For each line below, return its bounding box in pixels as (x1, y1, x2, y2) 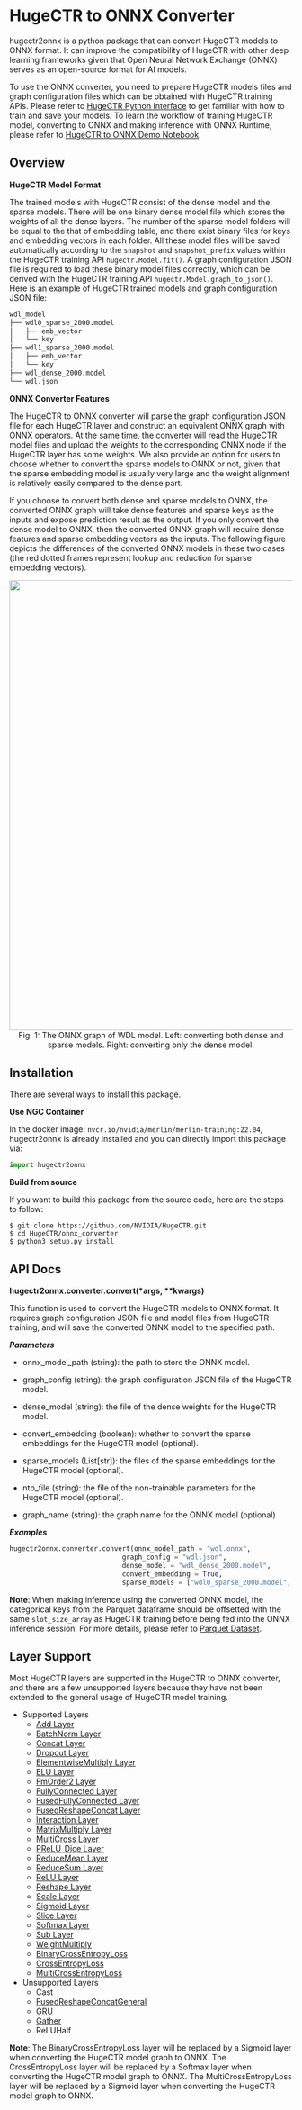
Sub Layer (35, 1929, 74, 1941)
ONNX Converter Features (9, 393, 110, 403)
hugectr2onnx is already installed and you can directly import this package (9, 1134, 286, 1145)
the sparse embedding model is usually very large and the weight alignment (9, 467, 290, 478)
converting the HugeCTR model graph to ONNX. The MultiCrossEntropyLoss (9, 2071, 292, 2082)
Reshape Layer (35, 1881, 92, 1892)
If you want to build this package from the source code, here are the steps (9, 1194, 285, 1205)
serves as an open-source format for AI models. (9, 64, 187, 75)
